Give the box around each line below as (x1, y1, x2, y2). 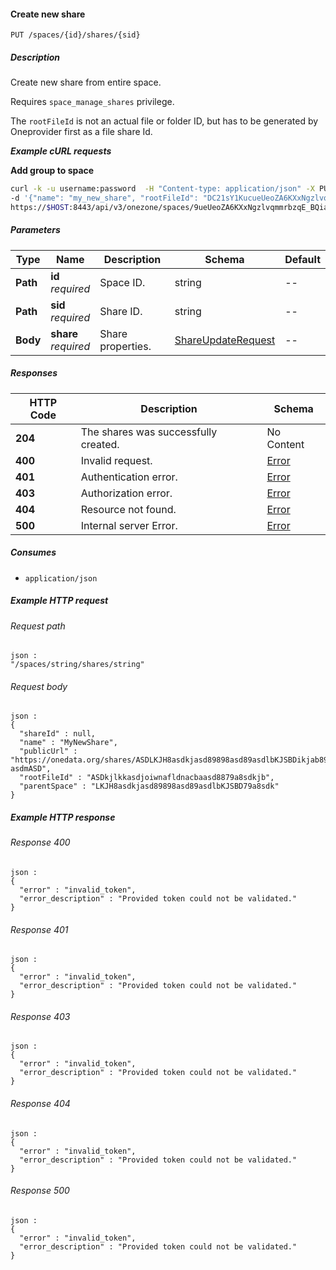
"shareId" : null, (19, 729, 97, 739)
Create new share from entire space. (10, 76, 162, 89)
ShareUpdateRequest (174, 333, 276, 347)
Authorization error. (80, 486, 173, 500)
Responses (10, 367, 58, 379)
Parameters (10, 224, 61, 236)
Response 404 (10, 1098, 71, 1110)
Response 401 (10, 923, 69, 935)
